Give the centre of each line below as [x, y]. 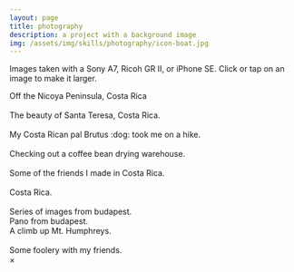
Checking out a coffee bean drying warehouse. [98, 154]
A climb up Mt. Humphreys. [60, 231]
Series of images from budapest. [71, 212]
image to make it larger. [53, 79]
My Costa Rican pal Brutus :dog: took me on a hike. [105, 135]
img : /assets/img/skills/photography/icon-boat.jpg [109, 43]
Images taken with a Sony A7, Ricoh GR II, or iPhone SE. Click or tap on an [147, 69]
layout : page [34, 18]
